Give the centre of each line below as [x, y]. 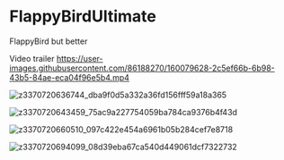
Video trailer [32, 58]
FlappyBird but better [49, 41]
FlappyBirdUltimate [83, 17]
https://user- [80, 58]
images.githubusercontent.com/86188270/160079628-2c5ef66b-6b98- [142, 68]
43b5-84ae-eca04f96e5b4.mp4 [70, 77]
